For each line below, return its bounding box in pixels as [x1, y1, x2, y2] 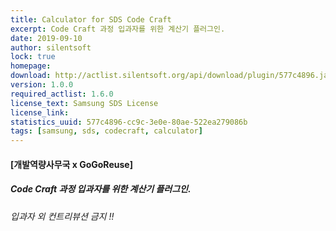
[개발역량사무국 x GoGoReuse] [10, 158, 133, 170]
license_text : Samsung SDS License [10, 98, 159, 108]
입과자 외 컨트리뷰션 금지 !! [10, 210, 115, 222]
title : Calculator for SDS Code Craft [10, 14, 172, 25]
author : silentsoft [10, 42, 92, 53]
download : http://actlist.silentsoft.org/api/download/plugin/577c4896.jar [10, 71, 333, 81]
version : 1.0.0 [10, 80, 74, 90]
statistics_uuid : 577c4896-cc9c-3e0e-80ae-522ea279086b [10, 117, 248, 127]
